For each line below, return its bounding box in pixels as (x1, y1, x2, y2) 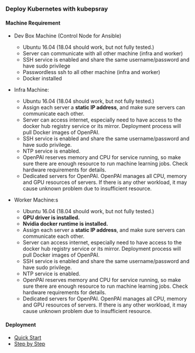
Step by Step (13, 340, 46, 348)
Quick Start (13, 334, 42, 341)
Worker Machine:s (13, 196, 59, 204)
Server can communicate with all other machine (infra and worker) (22, 50, 183, 57)
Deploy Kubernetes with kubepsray (5, 5, 108, 13)
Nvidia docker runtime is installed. (22, 220, 109, 227)
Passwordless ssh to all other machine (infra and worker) (22, 69, 160, 76)
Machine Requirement (5, 19, 61, 26)
